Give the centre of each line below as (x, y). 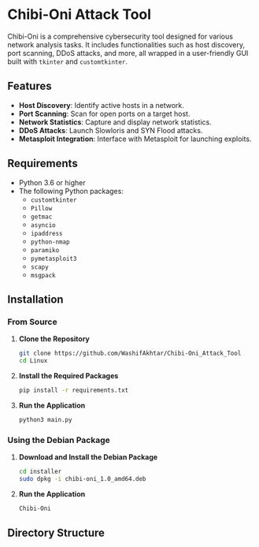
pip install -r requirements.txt (74, 390)
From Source (32, 322)
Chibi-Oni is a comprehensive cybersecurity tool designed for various (120, 36)
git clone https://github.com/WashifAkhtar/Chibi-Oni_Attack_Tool (130, 354)
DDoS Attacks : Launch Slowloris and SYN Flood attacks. (111, 130)
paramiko (45, 250)
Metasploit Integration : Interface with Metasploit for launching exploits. (135, 139)
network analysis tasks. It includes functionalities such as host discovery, (126, 44)
